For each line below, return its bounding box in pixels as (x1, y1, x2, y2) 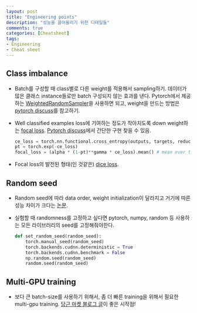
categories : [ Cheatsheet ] (6, 31, 69, 36)
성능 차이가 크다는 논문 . (14, 202, 69, 208)
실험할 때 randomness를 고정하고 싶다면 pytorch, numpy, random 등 (14, 214, 175, 221)
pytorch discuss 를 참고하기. (14, 107, 80, 114)
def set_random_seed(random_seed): (14, 233, 102, 239)
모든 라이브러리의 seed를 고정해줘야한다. (21, 221, 114, 228)
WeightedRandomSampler (25, 99, 89, 106)
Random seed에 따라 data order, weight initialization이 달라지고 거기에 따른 (14, 194, 191, 201)
